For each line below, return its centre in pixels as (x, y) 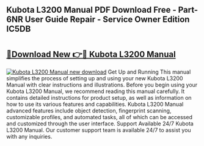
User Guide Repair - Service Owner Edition (107, 20)
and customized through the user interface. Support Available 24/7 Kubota (100, 123)
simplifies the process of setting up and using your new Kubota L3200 (95, 78)
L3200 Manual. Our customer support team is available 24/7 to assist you (99, 130)
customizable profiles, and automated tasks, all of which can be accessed (99, 117)
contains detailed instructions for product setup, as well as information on (99, 98)
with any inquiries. (29, 137)
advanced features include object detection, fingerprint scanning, (89, 111)
